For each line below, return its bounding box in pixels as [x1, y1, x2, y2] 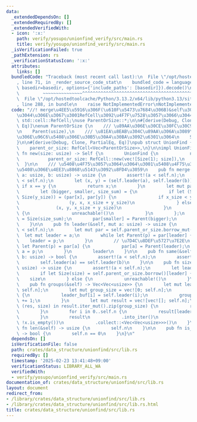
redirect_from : [6, 391, 43, 397]
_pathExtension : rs [11, 52, 59, 58]
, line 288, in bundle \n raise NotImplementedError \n [16, 101, 159, 107]
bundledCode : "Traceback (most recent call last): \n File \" [11, 74, 167, 80]
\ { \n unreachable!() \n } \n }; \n [16, 211, 185, 217]
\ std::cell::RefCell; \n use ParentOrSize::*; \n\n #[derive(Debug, [16, 118, 180, 124]
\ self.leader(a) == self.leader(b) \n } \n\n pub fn [16, 259, 180, 266]
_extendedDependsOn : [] [11, 14, 69, 20]
